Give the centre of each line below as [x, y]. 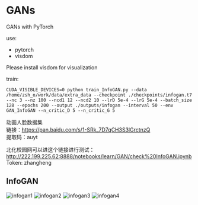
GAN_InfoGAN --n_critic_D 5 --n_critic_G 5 [61, 110]
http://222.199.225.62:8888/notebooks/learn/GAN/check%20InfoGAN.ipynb [99, 156]
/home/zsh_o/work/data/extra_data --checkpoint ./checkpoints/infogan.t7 [99, 95]
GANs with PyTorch [30, 27]
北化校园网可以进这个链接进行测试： [50, 149]
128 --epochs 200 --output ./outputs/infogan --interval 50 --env [90, 105]
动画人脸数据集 [24, 122]
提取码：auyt [22, 137]
